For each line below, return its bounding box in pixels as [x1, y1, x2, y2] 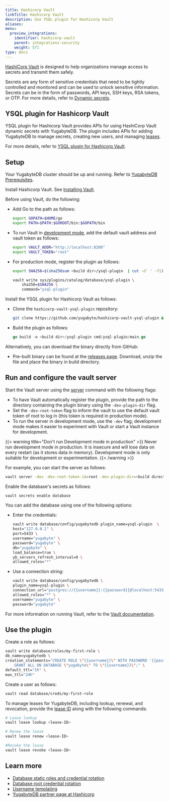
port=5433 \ [12, 531, 38, 536]
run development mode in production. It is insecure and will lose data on [5, 444, 155, 450]
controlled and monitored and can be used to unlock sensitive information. [5, 84, 159, 90]
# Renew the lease [5, 729, 44, 734]
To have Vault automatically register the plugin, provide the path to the [12, 396, 158, 403]
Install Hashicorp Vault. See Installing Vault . [5, 186, 96, 192]
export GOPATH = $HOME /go [12, 216, 63, 221]
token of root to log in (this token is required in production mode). [12, 413, 148, 419]
